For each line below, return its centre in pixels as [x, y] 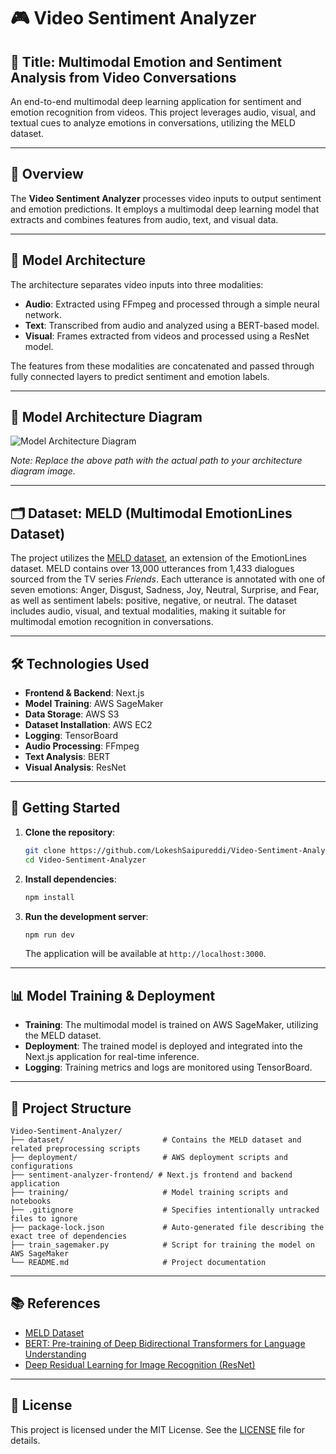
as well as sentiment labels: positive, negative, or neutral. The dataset [154, 601]
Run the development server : [86, 916]
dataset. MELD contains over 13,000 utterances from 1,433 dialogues [152, 569]
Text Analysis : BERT [67, 757]
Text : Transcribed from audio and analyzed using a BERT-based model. [172, 325]
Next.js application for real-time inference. [112, 1057]
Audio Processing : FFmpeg [82, 746]
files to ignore [44, 1219]
